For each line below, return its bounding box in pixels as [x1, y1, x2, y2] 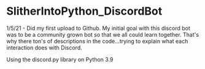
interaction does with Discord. [6, 44, 82, 51]
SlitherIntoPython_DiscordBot [6, 4, 163, 18]
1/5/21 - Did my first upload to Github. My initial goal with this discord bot [6, 24, 190, 32]
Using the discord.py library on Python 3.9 [6, 56, 114, 63]
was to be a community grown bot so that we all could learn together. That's [6, 31, 199, 38]
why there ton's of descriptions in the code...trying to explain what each [6, 37, 188, 45]
